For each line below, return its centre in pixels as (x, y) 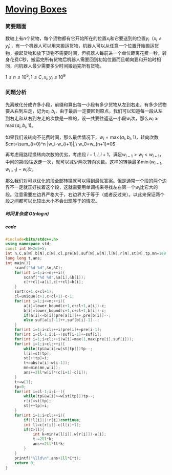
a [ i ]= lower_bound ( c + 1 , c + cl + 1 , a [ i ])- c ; (65, 306)
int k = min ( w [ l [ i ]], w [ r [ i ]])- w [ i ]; (69, 434)
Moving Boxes (36, 9)
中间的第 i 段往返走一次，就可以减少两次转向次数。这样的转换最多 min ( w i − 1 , (84, 162)
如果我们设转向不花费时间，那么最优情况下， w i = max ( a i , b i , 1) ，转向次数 (82, 138)
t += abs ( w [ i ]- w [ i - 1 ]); (47, 363)
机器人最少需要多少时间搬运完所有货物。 (61, 66)
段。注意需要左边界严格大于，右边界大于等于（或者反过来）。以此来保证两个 (85, 195)
